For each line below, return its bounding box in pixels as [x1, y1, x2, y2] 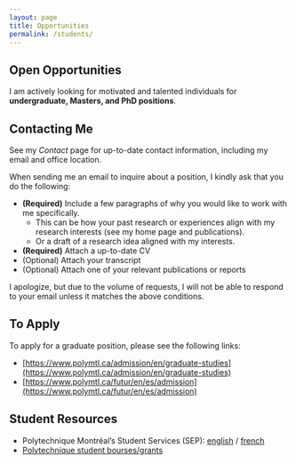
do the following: [9, 181, 71, 191]
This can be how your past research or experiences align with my [35, 217, 276, 228]
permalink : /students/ [9, 29, 93, 38]
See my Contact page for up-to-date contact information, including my [9, 145, 268, 156]
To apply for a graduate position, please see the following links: [9, 340, 242, 351]
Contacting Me [9, 121, 93, 136]
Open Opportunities [9, 62, 122, 77]
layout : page [9, 12, 58, 22]
